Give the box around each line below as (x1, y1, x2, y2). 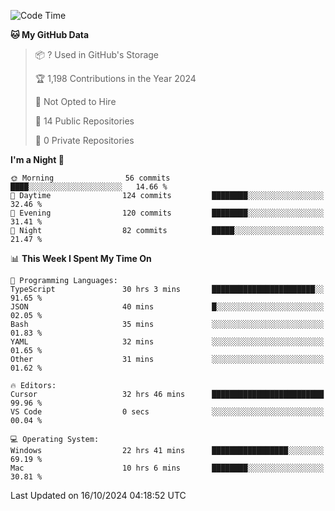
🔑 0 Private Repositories (34, 135, 135, 146)
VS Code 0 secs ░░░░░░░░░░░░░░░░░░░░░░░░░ (10, 407, 325, 417)
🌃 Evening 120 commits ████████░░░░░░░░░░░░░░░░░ (10, 208, 325, 218)
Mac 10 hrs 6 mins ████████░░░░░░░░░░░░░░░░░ (10, 463, 325, 473)
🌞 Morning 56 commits (10, 173, 171, 183)
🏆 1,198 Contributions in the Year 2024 (34, 73, 197, 84)
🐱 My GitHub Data (10, 29, 90, 40)
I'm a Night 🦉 (10, 154, 65, 165)
